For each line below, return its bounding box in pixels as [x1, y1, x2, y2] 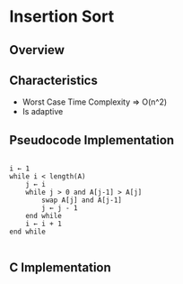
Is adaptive [22, 106, 64, 117]
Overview [9, 42, 65, 58]
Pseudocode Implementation [9, 133, 175, 148]
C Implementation [9, 260, 112, 275]
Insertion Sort [9, 6, 115, 27]
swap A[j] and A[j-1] [41, 196, 123, 205]
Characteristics [9, 72, 99, 87]
